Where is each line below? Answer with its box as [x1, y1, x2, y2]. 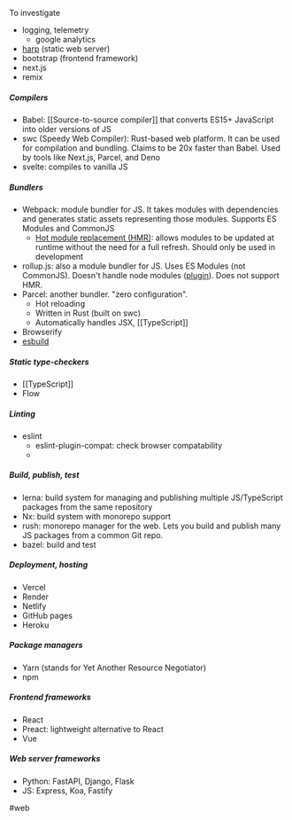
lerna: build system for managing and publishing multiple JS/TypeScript [21, 492, 283, 503]
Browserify [21, 326, 62, 337]
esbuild [21, 336, 50, 347]
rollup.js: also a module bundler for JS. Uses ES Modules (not [21, 261, 246, 271]
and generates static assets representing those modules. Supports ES [21, 213, 277, 224]
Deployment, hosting [9, 559, 88, 570]
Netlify [21, 600, 47, 611]
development [35, 251, 84, 262]
